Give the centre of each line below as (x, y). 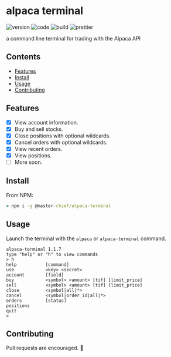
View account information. (46, 122)
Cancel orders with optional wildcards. (61, 142)
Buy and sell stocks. (39, 129)
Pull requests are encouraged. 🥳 (45, 348)
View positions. (33, 155)
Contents (23, 57)
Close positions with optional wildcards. (63, 136)
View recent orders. (38, 149)
